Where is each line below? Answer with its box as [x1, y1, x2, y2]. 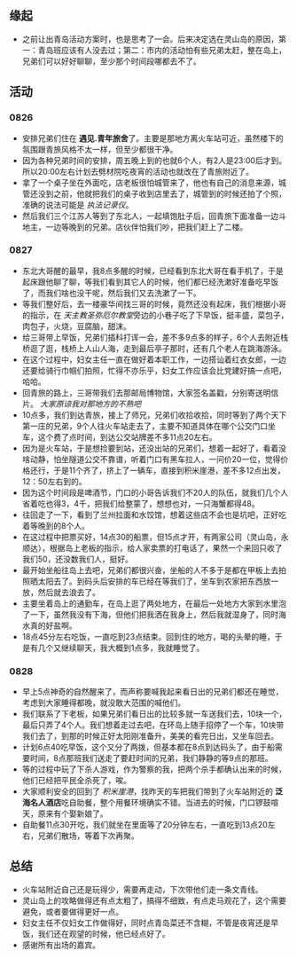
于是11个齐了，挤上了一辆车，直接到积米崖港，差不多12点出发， [52, 465, 285, 475]
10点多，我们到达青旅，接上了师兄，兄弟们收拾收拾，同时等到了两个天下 [21, 409, 287, 420]
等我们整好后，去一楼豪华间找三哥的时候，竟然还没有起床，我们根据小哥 [21, 298, 286, 309]
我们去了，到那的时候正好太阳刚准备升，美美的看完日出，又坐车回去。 [21, 731, 279, 742]
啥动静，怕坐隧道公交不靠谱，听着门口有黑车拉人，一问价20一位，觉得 [21, 453, 281, 464]
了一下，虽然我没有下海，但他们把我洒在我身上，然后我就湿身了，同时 [21, 609, 279, 619]
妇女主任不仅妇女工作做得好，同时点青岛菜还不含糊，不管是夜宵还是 [21, 917, 271, 928]
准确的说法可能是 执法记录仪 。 [21, 199, 134, 210]
